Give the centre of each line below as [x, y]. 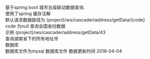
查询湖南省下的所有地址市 [32, 38]
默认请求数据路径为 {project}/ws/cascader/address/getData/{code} [75, 20]
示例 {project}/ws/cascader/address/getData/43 [56, 32]
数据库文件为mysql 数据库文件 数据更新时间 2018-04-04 [64, 51]
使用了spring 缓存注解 [28, 13]
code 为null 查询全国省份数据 [35, 26]
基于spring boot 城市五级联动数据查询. [45, 7]
